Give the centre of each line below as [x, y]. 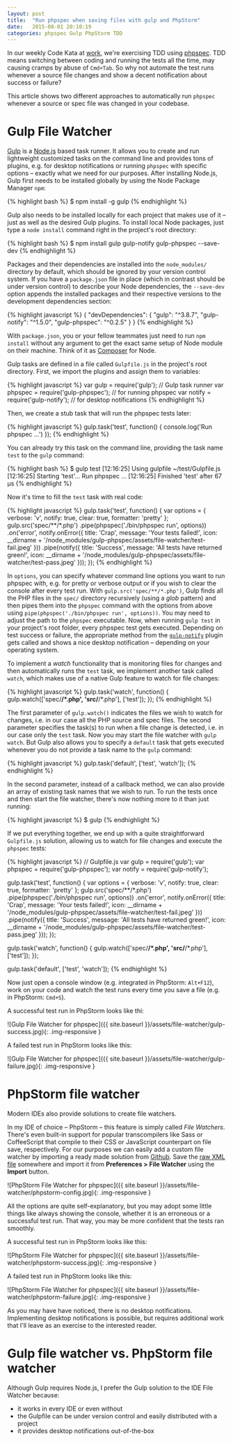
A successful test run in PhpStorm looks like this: [77, 1242]
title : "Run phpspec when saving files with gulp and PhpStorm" [104, 20]
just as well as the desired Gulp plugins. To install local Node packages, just [115, 222]
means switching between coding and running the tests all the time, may [111, 61]
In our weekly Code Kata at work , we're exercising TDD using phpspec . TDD [116, 53]
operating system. [33, 650]
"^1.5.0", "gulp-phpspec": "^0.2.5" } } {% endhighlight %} [112, 322]
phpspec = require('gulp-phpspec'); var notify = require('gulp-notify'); [108, 870]
